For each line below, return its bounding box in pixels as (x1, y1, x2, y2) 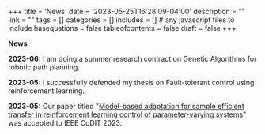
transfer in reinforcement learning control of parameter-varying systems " (8, 110, 247, 119)
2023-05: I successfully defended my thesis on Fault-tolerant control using (8, 78, 255, 87)
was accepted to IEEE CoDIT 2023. (8, 118, 123, 127)
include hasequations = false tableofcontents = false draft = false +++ (8, 24, 237, 32)
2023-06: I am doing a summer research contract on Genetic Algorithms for (8, 54, 257, 63)
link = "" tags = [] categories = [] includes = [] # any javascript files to (8, 15, 235, 24)
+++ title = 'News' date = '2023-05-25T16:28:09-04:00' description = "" (8, 7, 245, 16)
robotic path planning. (8, 62, 81, 72)
